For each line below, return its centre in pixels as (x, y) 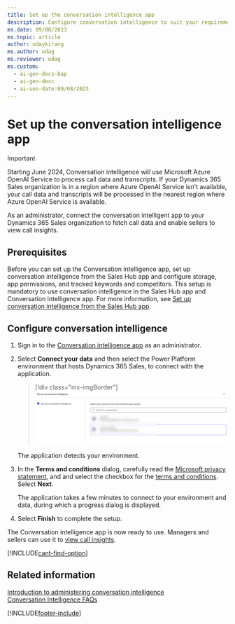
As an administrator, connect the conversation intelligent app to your (106, 215)
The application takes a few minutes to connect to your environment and (122, 498)
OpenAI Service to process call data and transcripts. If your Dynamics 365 (114, 179)
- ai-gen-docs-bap (41, 74)
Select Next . (35, 484)
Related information (51, 575)
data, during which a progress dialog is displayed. (89, 505)
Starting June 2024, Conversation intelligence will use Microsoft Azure (109, 172)
